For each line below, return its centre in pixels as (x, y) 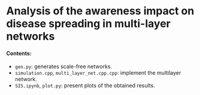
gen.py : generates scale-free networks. (63, 66)
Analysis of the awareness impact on (100, 11)
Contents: (19, 53)
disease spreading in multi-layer (88, 24)
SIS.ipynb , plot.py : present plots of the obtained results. (85, 85)
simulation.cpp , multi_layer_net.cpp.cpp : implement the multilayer (98, 73)
